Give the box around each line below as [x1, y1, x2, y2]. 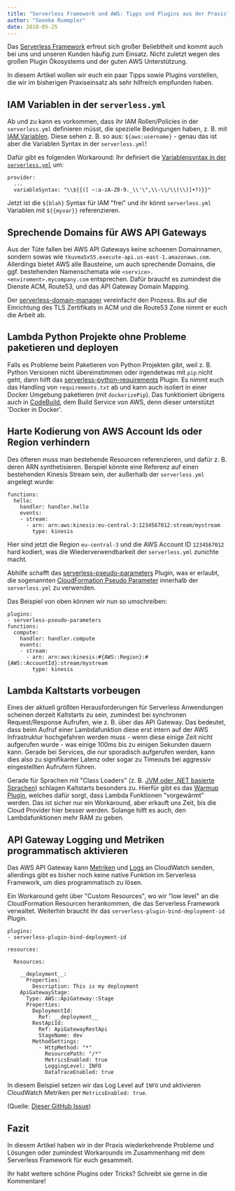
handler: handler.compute [20, 635, 96, 642]
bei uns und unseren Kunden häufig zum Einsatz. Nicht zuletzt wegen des [7, 50, 220, 58]
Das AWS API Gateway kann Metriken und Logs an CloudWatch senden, [7, 863, 215, 872]
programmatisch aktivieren [7, 845, 129, 857]
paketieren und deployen [7, 342, 119, 354]
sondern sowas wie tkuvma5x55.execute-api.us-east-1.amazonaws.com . [7, 253, 211, 261]
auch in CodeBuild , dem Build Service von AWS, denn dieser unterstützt [7, 397, 215, 406]
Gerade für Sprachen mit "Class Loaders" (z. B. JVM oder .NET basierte [7, 776, 215, 785]
